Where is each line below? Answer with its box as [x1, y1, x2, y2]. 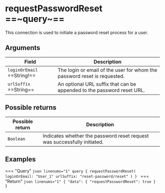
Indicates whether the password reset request [42, 132, 149, 139]
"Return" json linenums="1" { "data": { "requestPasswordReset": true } [5, 178, 156, 184]
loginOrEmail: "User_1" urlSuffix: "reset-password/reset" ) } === [5, 173, 149, 179]
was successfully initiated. [42, 138, 104, 145]
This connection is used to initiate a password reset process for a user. [5, 29, 148, 35]
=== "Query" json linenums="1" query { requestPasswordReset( [5, 168, 136, 174]
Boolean [7, 136, 26, 142]
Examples [5, 155, 36, 163]
